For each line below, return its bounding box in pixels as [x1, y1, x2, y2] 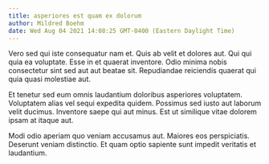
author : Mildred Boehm [8, 19, 84, 27]
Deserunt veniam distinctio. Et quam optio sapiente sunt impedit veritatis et [8, 140, 257, 150]
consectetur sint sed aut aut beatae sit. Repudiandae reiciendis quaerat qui [8, 66, 257, 76]
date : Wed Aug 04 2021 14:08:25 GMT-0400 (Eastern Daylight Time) [8, 27, 235, 35]
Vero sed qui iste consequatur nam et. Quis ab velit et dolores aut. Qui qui [8, 49, 252, 59]
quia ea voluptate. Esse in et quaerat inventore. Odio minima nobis [8, 57, 227, 67]
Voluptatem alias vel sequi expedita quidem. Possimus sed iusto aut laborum [8, 98, 262, 109]
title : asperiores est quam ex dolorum [8, 11, 142, 20]
